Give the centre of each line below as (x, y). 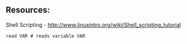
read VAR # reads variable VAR (46, 36)
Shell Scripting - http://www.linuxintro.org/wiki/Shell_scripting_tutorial (94, 24)
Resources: (28, 10)
